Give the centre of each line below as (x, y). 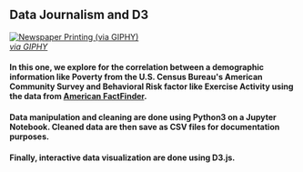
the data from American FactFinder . (78, 96)
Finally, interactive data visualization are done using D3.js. (122, 157)
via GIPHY (29, 46)
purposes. (30, 137)
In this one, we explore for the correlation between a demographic (136, 67)
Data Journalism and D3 (79, 15)
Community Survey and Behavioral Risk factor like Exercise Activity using (151, 86)
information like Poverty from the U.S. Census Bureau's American (136, 77)
